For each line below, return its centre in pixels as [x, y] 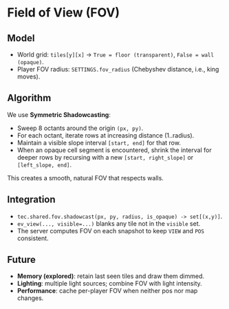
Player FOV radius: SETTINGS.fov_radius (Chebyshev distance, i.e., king [118, 69]
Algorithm [29, 98]
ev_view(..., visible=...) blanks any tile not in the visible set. [109, 223]
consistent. [33, 238]
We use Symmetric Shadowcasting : [59, 114]
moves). [29, 76]
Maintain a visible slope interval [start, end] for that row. [99, 142]
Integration [32, 200]
